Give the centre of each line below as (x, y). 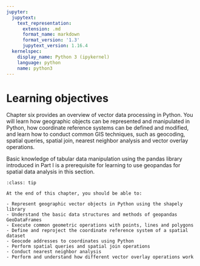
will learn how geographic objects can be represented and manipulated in (98, 121)
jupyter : (17, 12)
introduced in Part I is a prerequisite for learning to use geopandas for (93, 165)
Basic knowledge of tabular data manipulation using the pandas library (95, 159)
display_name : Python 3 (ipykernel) (64, 57)
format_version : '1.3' (51, 40)
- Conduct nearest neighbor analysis (54, 252)
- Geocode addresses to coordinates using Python (70, 241)
